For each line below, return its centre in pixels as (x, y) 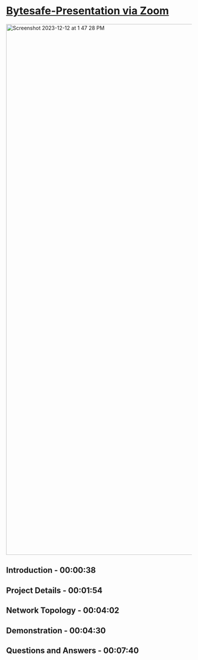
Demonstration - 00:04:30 (56, 630)
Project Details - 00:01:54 (55, 590)
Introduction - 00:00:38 (51, 570)
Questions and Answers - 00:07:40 (72, 650)
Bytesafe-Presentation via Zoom (88, 11)
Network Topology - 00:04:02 (63, 611)
